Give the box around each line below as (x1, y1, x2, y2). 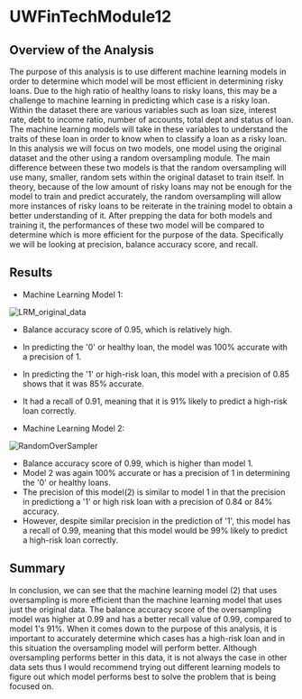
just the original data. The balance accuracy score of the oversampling (9, 603, 272, 615)
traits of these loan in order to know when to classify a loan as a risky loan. (9, 134, 287, 144)
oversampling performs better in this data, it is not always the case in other (9, 652, 288, 663)
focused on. (9, 680, 54, 692)
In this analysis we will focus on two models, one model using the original (9, 143, 282, 154)
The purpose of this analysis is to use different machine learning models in (9, 66, 287, 77)
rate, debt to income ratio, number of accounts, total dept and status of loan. (9, 115, 294, 125)
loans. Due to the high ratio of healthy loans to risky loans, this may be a (9, 86, 278, 96)
